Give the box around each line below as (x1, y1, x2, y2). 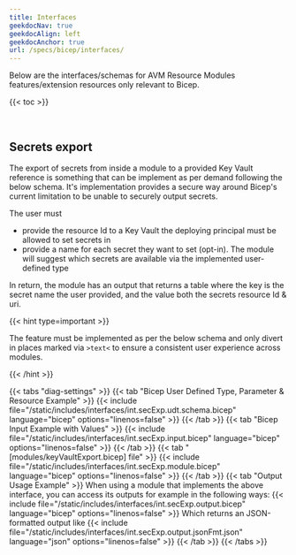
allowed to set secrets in (21, 234, 111, 245)
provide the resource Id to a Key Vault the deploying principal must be (21, 224, 277, 235)
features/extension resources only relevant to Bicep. (9, 80, 201, 90)
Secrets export (9, 139, 93, 155)
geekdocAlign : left (9, 29, 81, 38)
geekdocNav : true (9, 21, 73, 30)
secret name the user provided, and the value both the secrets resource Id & (9, 289, 287, 300)
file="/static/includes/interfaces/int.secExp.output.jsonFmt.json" (9, 527, 243, 537)
